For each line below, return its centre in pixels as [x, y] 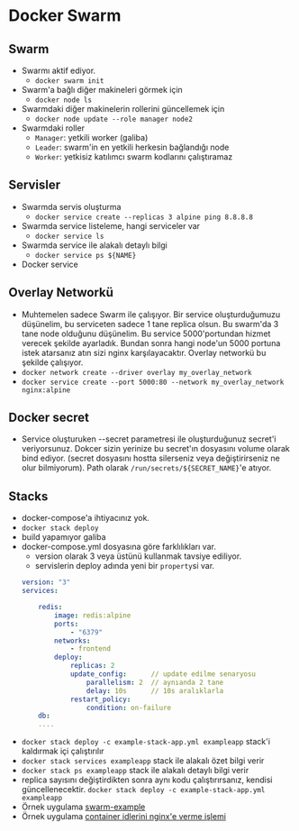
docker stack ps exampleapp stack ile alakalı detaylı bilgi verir [135, 771]
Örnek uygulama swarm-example [83, 807]
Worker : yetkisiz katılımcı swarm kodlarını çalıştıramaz [134, 157]
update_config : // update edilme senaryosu [163, 674]
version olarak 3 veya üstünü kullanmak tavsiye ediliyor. [138, 556]
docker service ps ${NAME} [86, 255]
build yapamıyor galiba [63, 537]
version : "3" [46, 582]
